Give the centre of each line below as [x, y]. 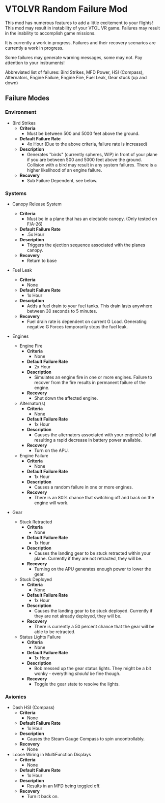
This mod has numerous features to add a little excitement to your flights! [79, 23]
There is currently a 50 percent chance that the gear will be [94, 626]
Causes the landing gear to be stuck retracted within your [92, 553]
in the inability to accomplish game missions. [50, 33]
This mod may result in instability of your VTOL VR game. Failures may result [82, 28]
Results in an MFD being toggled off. [64, 786]
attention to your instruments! [35, 63]
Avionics [16, 697]
